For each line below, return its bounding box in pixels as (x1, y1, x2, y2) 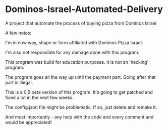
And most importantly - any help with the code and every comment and (5, 114, 154, 120)
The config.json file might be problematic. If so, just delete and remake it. (5, 104, 157, 110)
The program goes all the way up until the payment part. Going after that (5, 74, 156, 80)
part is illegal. (5, 79, 33, 85)
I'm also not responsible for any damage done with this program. (5, 49, 140, 55)
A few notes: (5, 30, 32, 36)
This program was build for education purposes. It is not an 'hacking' (5, 59, 149, 65)
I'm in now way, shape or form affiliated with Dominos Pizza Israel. (5, 39, 143, 46)
